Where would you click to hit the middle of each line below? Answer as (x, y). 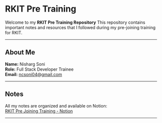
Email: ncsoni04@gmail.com (34, 74)
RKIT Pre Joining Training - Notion (39, 111)
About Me (20, 53)
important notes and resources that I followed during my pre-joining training (80, 27)
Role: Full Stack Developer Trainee (39, 69)
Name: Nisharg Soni (25, 64)
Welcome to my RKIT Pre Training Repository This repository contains (75, 22)
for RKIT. (14, 32)
